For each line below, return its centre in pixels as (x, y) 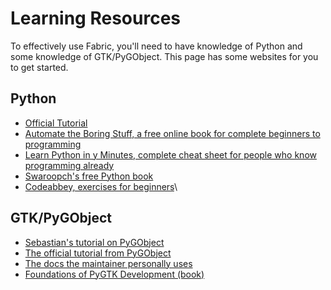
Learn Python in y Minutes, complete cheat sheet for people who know (170, 154)
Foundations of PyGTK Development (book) (114, 274)
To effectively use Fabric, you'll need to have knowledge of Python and (156, 46)
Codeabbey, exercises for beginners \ (101, 186)
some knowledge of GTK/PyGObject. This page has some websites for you (164, 56)
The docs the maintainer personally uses (108, 263)
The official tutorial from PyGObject (98, 253)
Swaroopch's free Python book (89, 176)
